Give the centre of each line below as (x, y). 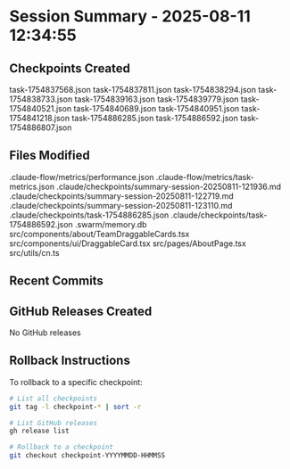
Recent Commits (57, 281)
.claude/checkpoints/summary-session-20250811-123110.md (121, 205)
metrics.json (32, 186)
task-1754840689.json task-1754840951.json (157, 108)
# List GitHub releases (54, 423)
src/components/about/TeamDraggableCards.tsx (99, 234)
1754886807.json (41, 128)
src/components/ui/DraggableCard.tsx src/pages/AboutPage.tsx (128, 243)
